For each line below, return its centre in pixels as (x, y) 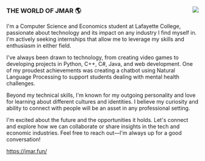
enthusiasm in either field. (39, 46)
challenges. (21, 84)
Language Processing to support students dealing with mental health (93, 77)
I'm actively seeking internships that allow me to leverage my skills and (95, 39)
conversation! (23, 140)
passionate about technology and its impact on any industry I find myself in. (102, 33)
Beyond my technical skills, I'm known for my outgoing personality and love (101, 95)
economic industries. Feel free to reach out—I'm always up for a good (94, 133)
